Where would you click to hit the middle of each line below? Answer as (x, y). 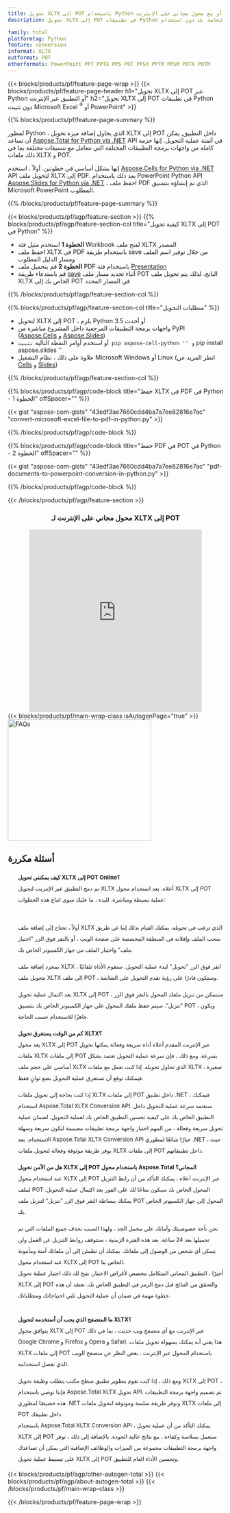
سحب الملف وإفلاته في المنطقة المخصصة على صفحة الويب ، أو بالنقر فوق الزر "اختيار (119, 938)
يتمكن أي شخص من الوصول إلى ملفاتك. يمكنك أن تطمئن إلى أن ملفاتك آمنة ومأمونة (117, 1251)
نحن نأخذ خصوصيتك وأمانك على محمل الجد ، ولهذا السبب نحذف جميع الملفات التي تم (118, 1228)
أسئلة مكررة (31, 859)
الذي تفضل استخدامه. (43, 1364)
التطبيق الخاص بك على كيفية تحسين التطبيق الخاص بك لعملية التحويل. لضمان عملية (116, 1117)
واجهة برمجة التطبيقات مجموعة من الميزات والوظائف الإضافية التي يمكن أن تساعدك (117, 1447)
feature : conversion (37, 45)
